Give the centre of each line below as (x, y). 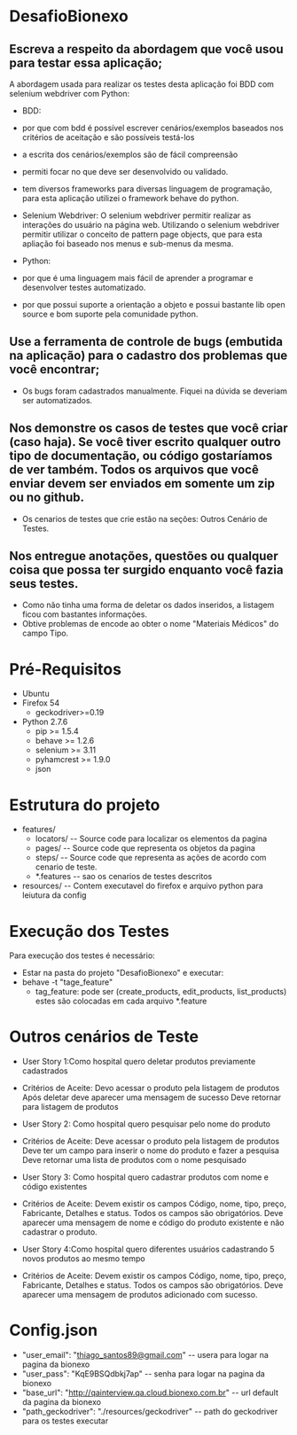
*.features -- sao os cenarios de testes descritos (124, 877)
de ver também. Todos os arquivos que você (134, 470)
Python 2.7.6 (45, 722)
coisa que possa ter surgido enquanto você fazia (146, 570)
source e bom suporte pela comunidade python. (110, 314)
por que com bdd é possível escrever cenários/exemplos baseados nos (152, 128)
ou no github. (47, 498)
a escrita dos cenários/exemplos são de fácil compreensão (130, 154)
